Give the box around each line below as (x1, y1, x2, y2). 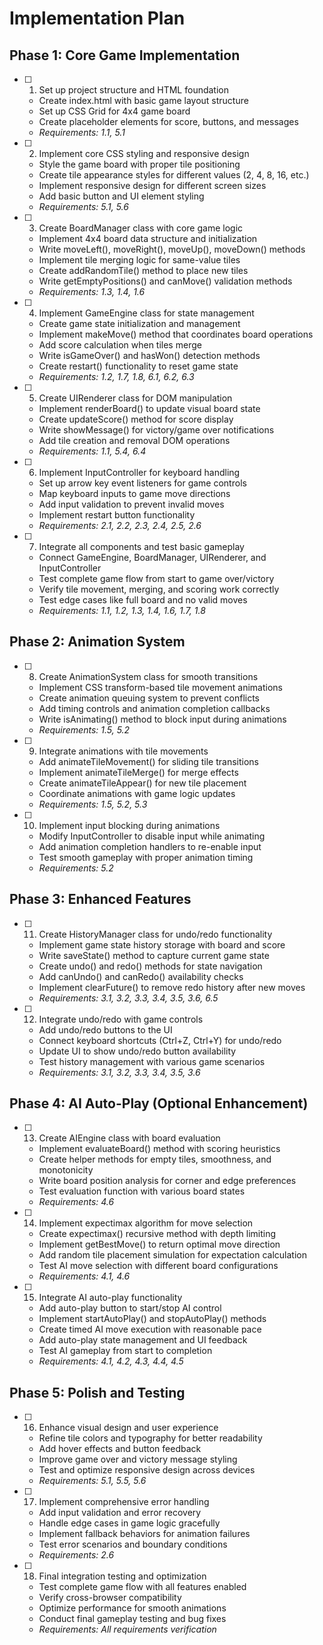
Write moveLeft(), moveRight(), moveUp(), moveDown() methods (38, 243, 306, 255)
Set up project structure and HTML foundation (38, 84, 229, 96)
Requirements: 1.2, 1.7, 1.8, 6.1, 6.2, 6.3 (38, 371, 195, 382)
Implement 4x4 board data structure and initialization (38, 233, 258, 244)
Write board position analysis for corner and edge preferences (38, 1175, 297, 1187)
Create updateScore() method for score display (38, 413, 234, 425)
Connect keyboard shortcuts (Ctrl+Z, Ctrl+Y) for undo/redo (38, 1034, 282, 1046)
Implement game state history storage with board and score (38, 938, 286, 951)
